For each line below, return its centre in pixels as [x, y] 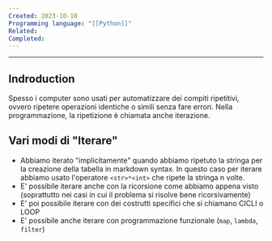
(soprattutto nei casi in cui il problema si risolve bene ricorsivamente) [135, 194]
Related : [23, 31]
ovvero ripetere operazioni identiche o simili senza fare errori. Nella [121, 107]
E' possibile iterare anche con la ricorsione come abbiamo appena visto [139, 186]
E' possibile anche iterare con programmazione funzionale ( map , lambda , [139, 220]
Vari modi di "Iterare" [63, 141]
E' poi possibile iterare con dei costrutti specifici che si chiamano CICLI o [142, 203]
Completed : [27, 38]
